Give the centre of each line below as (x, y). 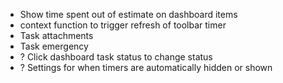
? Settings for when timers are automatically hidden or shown (146, 67)
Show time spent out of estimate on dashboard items (128, 14)
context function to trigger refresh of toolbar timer (123, 25)
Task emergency (54, 46)
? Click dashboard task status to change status (116, 57)
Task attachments (56, 35)
